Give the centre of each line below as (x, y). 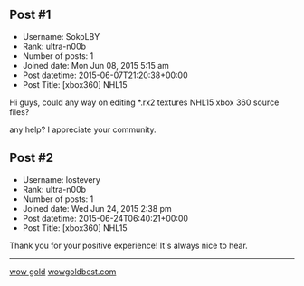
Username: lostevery (62, 179)
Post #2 (32, 158)
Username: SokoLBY (61, 36)
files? (19, 111)
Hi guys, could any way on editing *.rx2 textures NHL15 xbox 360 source (144, 102)
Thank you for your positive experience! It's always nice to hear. (129, 245)
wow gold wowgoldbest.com (63, 272)
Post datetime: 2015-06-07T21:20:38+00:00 (105, 75)
